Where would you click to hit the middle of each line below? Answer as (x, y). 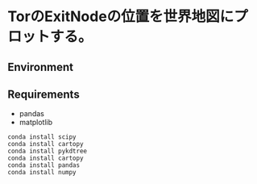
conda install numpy (42, 173)
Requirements (44, 94)
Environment (41, 67)
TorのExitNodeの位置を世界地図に (121, 17)
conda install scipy (42, 137)
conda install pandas (44, 165)
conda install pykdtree (48, 151)
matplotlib (36, 123)
